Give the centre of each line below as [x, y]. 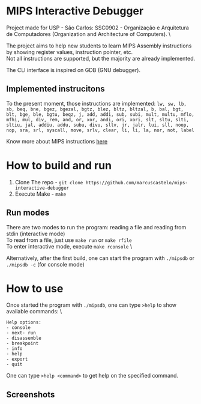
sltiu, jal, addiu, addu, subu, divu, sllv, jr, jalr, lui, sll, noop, [97, 125]
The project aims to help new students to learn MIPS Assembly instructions [99, 46]
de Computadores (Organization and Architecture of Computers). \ [88, 34]
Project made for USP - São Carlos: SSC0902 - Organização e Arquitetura [97, 28]
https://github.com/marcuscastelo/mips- [136, 182]
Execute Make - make [40, 194]
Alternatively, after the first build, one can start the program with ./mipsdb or [100, 258]
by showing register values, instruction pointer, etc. [70, 52]
